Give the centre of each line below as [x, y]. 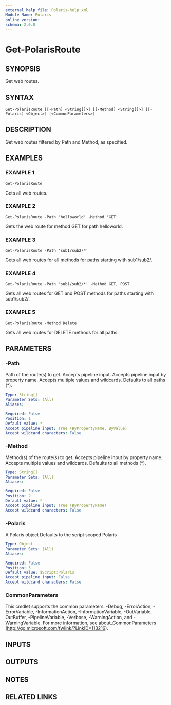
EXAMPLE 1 [20, 173]
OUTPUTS [22, 662]
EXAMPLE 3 [21, 240]
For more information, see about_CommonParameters [100, 623]
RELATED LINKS [31, 697]
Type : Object [19, 544]
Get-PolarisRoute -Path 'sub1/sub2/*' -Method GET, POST [68, 284]
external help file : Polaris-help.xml [47, 10]
